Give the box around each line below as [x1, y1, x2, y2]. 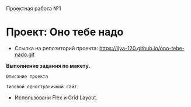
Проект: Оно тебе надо [6, 26, 124, 39]
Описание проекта [6, 73, 48, 80]
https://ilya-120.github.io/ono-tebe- [99, 44, 185, 51]
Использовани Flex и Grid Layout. [14, 94, 98, 101]
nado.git [14, 51, 35, 58]
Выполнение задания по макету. [6, 62, 91, 69]
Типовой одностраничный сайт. [6, 84, 80, 89]
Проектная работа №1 [6, 5, 61, 12]
